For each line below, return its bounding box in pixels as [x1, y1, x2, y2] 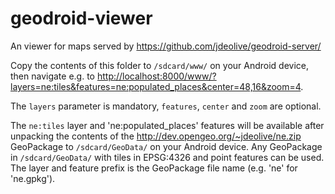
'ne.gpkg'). [10, 172, 56, 184]
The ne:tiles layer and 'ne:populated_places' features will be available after [10, 119, 325, 131]
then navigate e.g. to [10, 70, 95, 82]
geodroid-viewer [10, 7, 153, 30]
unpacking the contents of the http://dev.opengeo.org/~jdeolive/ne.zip [10, 130, 302, 142]
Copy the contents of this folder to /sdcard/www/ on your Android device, [10, 59, 310, 71]
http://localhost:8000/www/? [96, 70, 217, 82]
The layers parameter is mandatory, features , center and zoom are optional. [10, 100, 322, 112]
